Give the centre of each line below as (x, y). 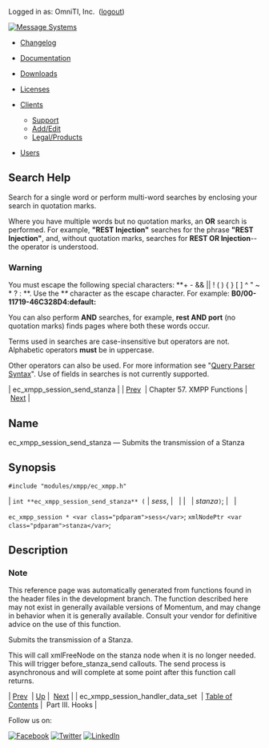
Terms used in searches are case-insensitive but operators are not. (119, 342)
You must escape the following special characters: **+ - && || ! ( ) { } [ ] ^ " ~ (134, 285)
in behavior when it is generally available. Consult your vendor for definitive (133, 616)
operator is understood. (59, 247)
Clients (32, 105)
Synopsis (32, 468)
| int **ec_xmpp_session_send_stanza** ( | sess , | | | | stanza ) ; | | (122, 501)
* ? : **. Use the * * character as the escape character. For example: (119, 294)
